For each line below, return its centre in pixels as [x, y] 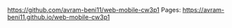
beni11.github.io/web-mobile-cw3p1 [59, 17]
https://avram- [204, 10]
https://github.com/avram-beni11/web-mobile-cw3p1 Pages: [94, 10]
